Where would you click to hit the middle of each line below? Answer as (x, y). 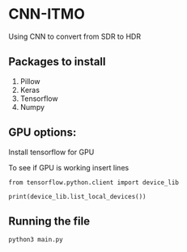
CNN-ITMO (47, 14)
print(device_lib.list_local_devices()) (78, 196)
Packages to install (57, 62)
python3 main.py (36, 240)
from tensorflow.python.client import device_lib (94, 183)
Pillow (30, 81)
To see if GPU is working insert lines (69, 167)
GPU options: (42, 133)
